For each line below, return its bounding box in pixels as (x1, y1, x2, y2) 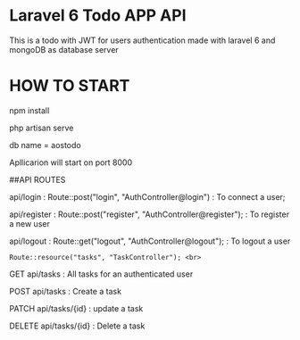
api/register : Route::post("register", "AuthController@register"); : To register (9, 209, 290, 220)
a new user (9, 218, 51, 228)
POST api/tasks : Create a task (9, 286, 122, 296)
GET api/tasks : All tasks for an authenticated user (9, 269, 194, 279)
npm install (9, 104, 50, 116)
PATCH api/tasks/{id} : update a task (9, 303, 144, 313)
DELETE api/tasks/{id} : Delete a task (9, 320, 146, 331)
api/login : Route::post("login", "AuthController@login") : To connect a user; (9, 191, 286, 202)
